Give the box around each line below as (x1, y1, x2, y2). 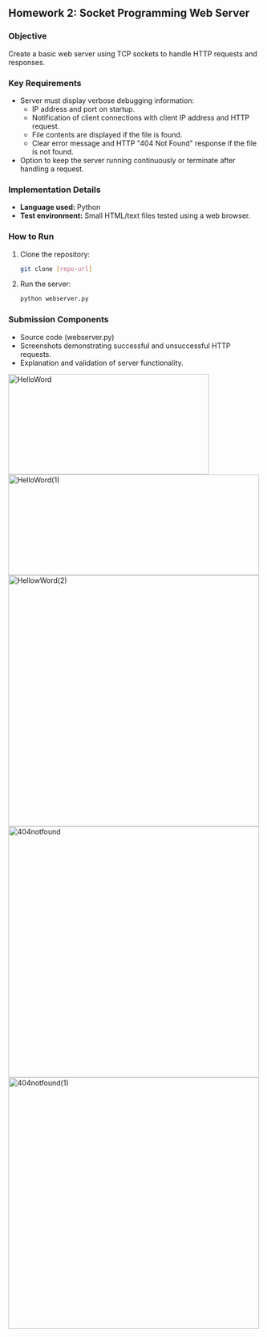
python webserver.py (19, 295, 89, 303)
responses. (8, 57, 46, 67)
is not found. (31, 146, 74, 156)
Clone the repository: (19, 249, 91, 259)
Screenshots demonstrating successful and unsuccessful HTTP (19, 341, 231, 351)
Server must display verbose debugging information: (19, 96, 195, 105)
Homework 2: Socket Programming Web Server (8, 6, 250, 20)
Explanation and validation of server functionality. (19, 358, 184, 367)
